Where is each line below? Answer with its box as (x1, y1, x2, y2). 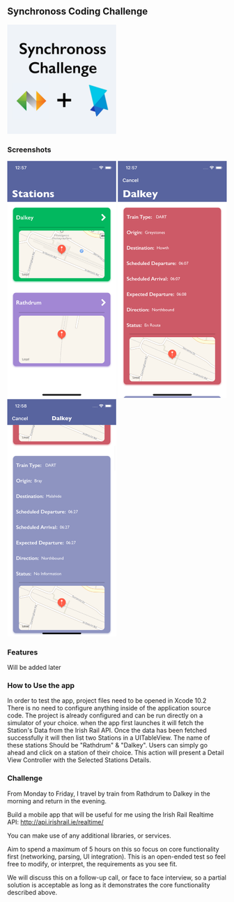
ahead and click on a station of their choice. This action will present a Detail (7, 748, 224, 757)
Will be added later (7, 664, 61, 672)
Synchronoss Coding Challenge (7, 6, 148, 17)
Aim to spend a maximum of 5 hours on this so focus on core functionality (7, 845, 219, 853)
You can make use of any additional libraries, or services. (7, 831, 172, 840)
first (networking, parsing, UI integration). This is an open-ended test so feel (7, 852, 226, 861)
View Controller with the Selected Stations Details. (7, 756, 152, 764)
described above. (7, 888, 58, 896)
